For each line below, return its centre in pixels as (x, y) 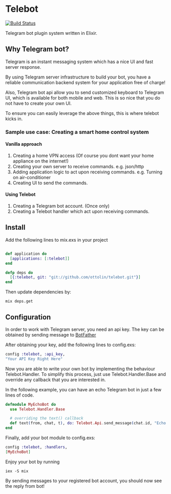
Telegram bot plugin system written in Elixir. (51, 33)
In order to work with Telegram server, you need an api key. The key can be (85, 329)
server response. (23, 67)
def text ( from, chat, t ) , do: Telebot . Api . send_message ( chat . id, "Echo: (89, 423)
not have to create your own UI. (38, 103)
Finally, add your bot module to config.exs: (50, 438)
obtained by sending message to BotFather (51, 334)
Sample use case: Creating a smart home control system (77, 132)
